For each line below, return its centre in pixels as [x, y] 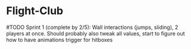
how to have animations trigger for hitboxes [60, 40]
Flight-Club [35, 11]
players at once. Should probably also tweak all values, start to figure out [96, 33]
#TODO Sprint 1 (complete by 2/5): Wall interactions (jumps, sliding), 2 [92, 27]
